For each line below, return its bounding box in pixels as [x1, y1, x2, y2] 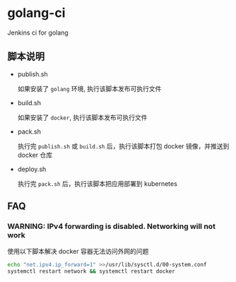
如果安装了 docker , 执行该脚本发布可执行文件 [17, 113, 148, 122]
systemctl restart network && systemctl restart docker [7, 268, 175, 275]
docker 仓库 [17, 151, 53, 159]
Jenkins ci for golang [7, 28, 69, 37]
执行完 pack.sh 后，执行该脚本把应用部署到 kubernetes [17, 179, 178, 188]
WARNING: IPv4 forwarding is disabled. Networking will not [7, 221, 216, 231]
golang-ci [7, 5, 66, 21]
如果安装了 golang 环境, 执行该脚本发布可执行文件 [17, 84, 162, 93]
